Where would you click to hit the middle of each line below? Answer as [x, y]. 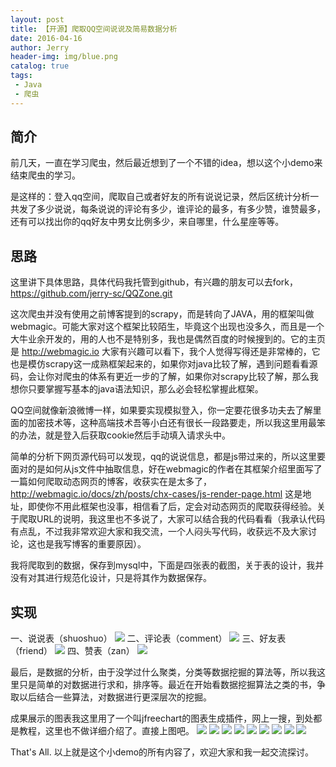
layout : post [37, 19]
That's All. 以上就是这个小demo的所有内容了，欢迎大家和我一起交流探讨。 [162, 752]
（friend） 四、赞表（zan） [72, 651]
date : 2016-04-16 [46, 38]
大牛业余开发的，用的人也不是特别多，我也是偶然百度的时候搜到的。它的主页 [168, 339]
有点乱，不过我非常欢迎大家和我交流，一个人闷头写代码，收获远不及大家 [159, 532]
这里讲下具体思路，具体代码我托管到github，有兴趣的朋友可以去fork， [154, 282]
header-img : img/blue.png [64, 57]
